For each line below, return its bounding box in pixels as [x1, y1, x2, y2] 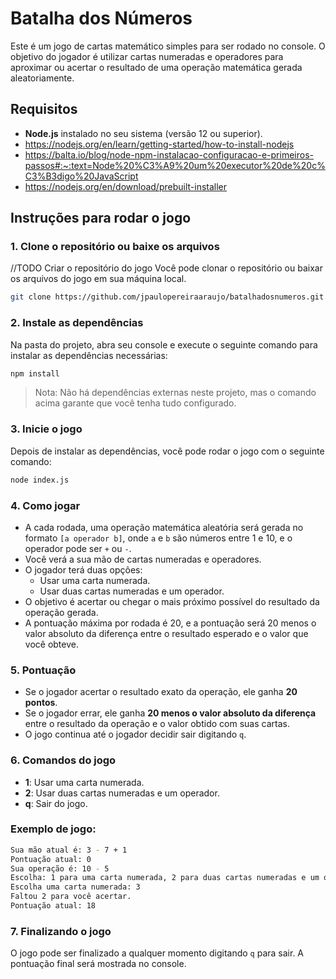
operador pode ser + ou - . [24, 542, 132, 554]
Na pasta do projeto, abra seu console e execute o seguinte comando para [10, 338, 318, 351]
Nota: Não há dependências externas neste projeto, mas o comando [34, 387, 317, 399]
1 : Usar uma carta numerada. [24, 776, 145, 788]
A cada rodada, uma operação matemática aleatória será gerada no [24, 521, 304, 533]
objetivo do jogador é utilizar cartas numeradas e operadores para [10, 50, 284, 62]
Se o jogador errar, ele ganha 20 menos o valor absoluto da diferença [24, 707, 317, 719]
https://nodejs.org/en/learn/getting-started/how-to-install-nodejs [24, 138, 295, 150]
